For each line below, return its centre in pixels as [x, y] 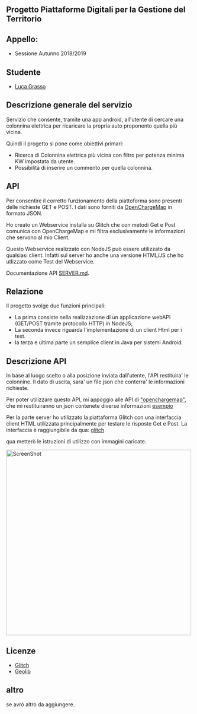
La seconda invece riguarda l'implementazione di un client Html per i [98, 330]
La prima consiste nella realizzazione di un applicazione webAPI [93, 318]
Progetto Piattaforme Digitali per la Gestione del [96, 10]
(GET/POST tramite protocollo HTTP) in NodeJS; [74, 323]
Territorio [24, 19]
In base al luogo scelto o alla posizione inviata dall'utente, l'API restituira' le [98, 376]
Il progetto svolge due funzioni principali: [56, 306]
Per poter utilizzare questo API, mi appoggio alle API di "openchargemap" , [96, 399]
